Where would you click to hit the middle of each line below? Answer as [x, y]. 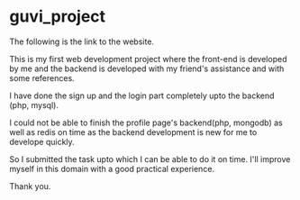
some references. [42, 77]
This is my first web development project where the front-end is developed [148, 59]
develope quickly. [42, 141]
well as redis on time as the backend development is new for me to [133, 132]
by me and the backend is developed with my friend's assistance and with [147, 68]
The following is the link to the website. [82, 41]
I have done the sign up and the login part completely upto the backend [142, 95]
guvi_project [58, 17]
